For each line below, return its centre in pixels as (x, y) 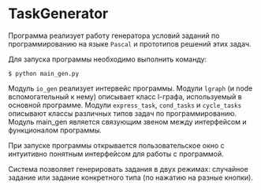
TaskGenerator (58, 14)
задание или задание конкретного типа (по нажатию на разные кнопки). (131, 177)
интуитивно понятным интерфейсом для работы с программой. (116, 154)
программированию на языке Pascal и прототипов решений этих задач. (130, 43)
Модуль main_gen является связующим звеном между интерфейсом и (127, 121)
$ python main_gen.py (44, 73)
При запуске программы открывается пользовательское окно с (116, 145)
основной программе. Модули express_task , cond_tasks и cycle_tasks (125, 105)
